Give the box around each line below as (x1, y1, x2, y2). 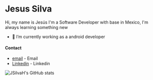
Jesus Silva (5, 3, 52, 14)
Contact (5, 45, 22, 51)
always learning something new (5, 24, 68, 30)
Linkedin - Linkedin (12, 61, 50, 67)
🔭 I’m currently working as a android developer (12, 34, 105, 40)
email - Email (12, 55, 38, 61)
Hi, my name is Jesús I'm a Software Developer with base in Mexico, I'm (5, 19, 149, 25)
